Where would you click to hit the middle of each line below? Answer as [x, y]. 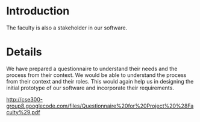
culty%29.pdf [23, 112]
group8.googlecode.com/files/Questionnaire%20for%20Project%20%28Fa [100, 106]
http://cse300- [25, 99]
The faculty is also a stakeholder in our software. [67, 28]
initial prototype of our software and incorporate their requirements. [90, 88]
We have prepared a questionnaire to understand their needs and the [92, 69]
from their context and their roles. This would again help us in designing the [100, 81]
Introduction [38, 11]
